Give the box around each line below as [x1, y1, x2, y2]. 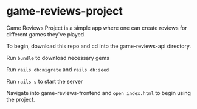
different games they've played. [6, 30, 86, 38]
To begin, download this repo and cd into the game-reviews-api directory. [6, 42, 192, 50]
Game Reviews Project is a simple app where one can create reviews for [6, 24, 187, 31]
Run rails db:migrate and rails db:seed [6, 65, 109, 73]
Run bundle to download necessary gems [6, 54, 109, 61]
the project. [6, 96, 35, 103]
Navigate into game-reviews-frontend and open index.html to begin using [6, 89, 192, 96]
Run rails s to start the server [6, 78, 83, 85]
